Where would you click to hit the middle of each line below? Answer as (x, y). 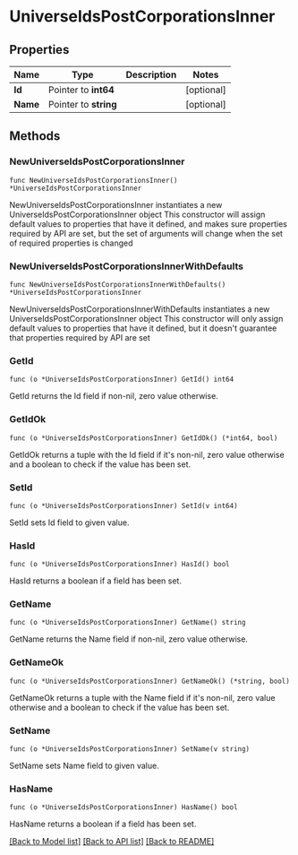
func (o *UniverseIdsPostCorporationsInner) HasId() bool (119, 565)
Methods (35, 136)
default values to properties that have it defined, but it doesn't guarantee (143, 328)
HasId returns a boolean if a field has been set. (95, 581)
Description (151, 75)
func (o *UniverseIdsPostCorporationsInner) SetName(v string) (130, 749)
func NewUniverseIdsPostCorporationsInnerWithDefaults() (118, 284)
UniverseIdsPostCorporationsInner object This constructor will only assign (146, 318)
